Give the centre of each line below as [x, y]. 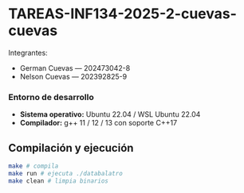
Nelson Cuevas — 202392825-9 [73, 76]
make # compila [33, 166]
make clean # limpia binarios [59, 181]
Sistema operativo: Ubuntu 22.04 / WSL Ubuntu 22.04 [110, 114]
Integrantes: [28, 52]
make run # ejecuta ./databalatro [66, 173]
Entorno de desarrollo [51, 97]
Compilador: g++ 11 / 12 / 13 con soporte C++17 [98, 123]
